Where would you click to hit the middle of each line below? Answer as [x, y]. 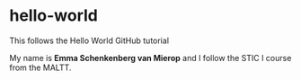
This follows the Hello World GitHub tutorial [89, 40]
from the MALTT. [40, 67]
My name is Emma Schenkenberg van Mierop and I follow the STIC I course [150, 58]
